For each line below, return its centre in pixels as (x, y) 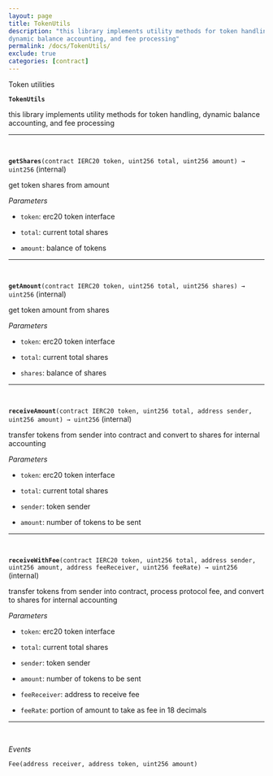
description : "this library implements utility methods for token (123, 31)
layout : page (30, 16)
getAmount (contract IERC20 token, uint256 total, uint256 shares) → (127, 286)
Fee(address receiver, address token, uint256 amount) (103, 764)
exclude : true (32, 54)
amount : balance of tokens (63, 248)
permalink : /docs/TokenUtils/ (60, 46)
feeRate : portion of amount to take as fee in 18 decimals (113, 710)
